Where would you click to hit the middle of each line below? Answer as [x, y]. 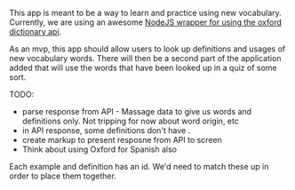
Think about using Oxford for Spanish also [100, 149]
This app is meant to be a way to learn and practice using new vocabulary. [145, 13]
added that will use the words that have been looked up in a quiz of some [143, 67]
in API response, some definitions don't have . [106, 131]
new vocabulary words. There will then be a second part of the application [145, 58]
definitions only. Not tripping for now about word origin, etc [131, 121]
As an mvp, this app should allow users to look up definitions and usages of [147, 49]
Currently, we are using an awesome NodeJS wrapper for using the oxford [145, 22]
